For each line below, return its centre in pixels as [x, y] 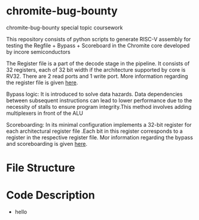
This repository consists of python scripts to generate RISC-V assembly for [99, 39]
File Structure [41, 168]
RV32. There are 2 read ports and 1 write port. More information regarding [97, 76]
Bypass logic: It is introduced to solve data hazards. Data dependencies [94, 94]
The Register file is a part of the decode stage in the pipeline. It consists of [98, 63]
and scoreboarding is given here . [47, 143]
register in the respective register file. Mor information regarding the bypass [99, 137]
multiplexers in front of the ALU [45, 113]
